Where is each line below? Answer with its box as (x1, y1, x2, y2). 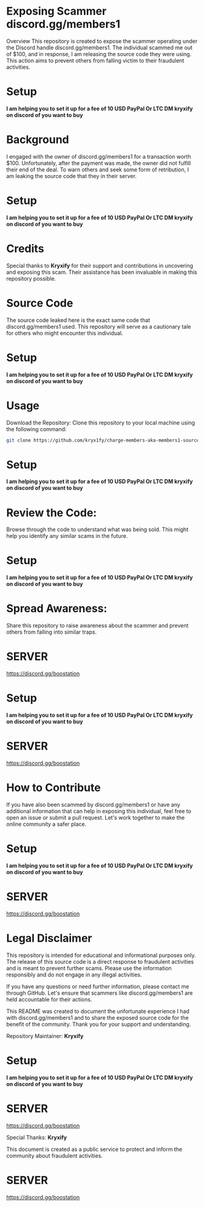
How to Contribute (6, 781, 101, 795)
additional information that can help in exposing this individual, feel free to (6, 807, 191, 815)
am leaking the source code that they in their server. (6, 172, 137, 179)
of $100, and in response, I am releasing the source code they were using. (6, 50, 192, 57)
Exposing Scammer (6, 4, 107, 18)
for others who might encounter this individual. (6, 329, 123, 337)
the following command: (6, 425, 67, 432)
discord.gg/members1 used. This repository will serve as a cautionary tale (6, 323, 191, 330)
